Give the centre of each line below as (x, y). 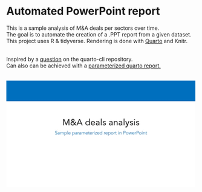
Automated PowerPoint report (83, 11)
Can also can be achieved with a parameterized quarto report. (84, 66)
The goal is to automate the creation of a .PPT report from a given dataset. (99, 34)
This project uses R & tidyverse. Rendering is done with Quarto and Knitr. (97, 41)
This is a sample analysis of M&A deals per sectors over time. (83, 28)
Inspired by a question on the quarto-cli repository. (70, 59)
